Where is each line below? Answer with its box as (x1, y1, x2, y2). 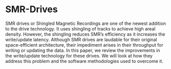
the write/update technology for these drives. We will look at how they (5, 52, 153, 59)
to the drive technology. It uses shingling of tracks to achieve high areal (5, 25, 156, 31)
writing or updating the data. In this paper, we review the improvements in (5, 47, 160, 53)
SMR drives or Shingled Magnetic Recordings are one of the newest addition (5, 20, 166, 26)
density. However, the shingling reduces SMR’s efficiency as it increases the (5, 31, 165, 37)
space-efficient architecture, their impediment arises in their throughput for (5, 42, 163, 48)
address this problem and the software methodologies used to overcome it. (5, 58, 163, 64)
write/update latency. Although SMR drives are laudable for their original (5, 37, 157, 43)
